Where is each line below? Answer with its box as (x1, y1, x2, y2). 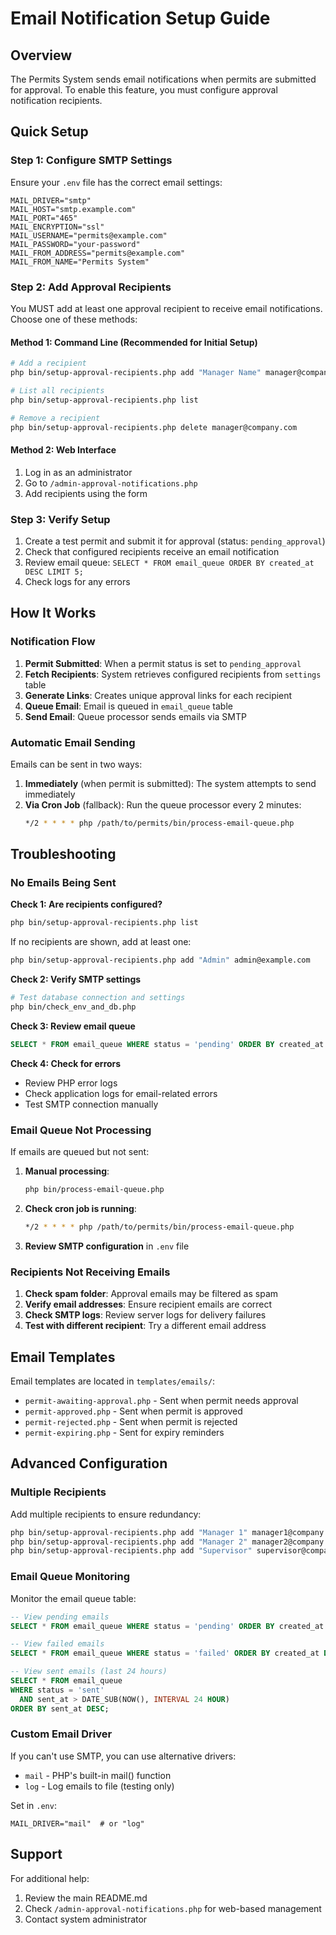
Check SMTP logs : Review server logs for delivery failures (24, 1309, 267, 1321)
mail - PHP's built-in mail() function (24, 1769, 172, 1781)
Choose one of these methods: (10, 313, 138, 325)
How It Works (10, 605, 97, 622)
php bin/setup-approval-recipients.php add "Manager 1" (10, 1527, 248, 1537)
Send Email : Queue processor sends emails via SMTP (24, 710, 247, 722)
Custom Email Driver (10, 1727, 113, 1741)
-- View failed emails (10, 1639, 105, 1649)
